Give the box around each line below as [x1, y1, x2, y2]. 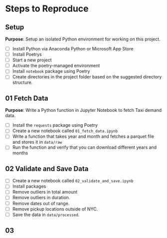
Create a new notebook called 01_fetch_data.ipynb [12, 128, 118, 134]
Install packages [12, 183, 46, 190]
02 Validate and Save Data [5, 164, 89, 173]
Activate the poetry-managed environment [12, 63, 100, 69]
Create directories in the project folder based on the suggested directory [12, 74, 162, 80]
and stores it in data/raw [12, 139, 62, 145]
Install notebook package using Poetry [12, 68, 90, 74]
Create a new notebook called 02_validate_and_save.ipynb [12, 178, 134, 184]
